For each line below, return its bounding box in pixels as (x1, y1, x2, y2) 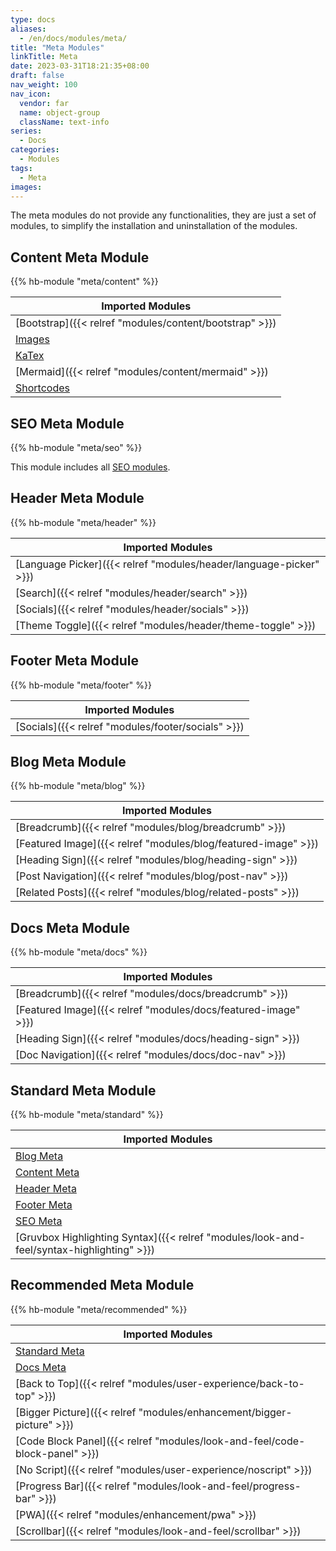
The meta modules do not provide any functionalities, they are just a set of (10, 209, 317, 221)
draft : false (10, 71, 65, 81)
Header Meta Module (10, 490, 145, 507)
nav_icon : (10, 89, 52, 99)
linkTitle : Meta (10, 52, 78, 62)
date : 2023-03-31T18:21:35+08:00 (10, 61, 150, 71)
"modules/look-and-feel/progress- (132, 1479, 302, 1493)
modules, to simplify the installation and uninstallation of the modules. (10, 220, 298, 232)
